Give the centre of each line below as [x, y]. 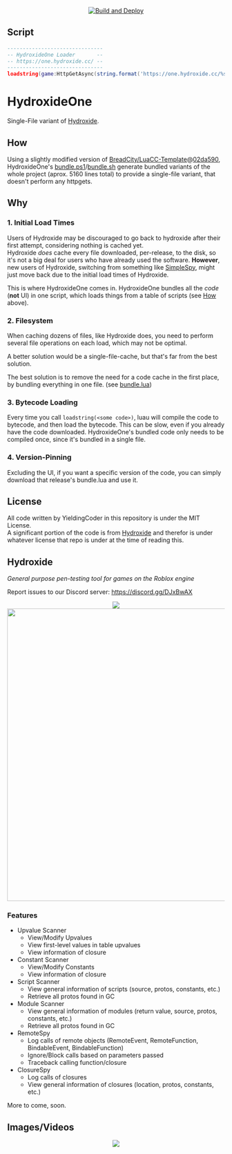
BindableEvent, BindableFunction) [76, 1048]
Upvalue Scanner [42, 931]
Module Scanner [41, 1004]
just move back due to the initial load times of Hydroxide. [88, 274]
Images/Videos [41, 1127]
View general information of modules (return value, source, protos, [122, 1011]
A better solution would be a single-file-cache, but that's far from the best [112, 356]
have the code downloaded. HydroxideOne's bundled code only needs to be [116, 432]
